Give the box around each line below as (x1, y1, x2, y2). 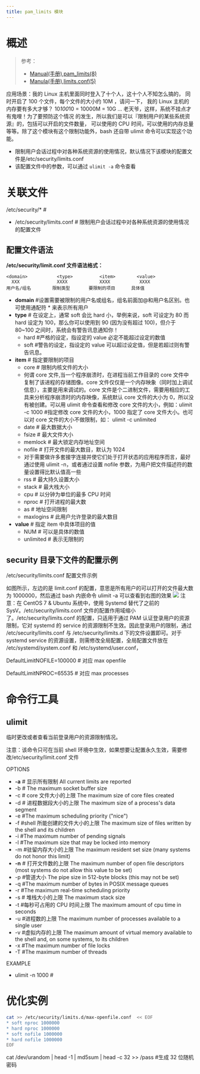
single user (14, 922, 43, 929)
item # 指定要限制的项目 (14, 356, 74, 363)
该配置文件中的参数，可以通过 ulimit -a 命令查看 (14, 163, 136, 170)
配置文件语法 (6, 244, 54, 255)
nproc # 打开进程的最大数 (23, 498, 86, 506)
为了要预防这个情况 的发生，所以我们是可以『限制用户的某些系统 (26, 112, 185, 120)
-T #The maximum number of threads (14, 948, 107, 956)
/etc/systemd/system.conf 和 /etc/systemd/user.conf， (6, 644, 142, 651)
